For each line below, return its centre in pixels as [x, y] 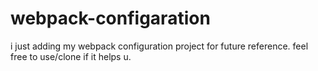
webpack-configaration [110, 18]
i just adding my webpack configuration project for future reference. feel [159, 46]
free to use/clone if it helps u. [71, 56]
